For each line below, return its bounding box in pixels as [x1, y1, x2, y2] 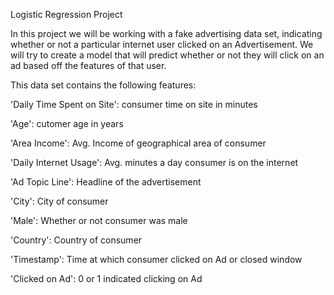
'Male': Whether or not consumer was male [10, 215, 188, 226]
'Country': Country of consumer [10, 234, 143, 246]
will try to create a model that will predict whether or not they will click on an [10, 49, 325, 61]
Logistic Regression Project [10, 9, 123, 20]
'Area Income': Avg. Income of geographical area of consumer [10, 137, 267, 149]
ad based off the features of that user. [10, 60, 167, 71]
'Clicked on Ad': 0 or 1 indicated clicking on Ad [10, 273, 203, 284]
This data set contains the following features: [10, 79, 197, 91]
